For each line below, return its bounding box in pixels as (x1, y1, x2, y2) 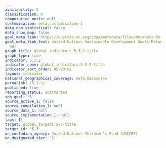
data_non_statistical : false (5, 26, 65, 31)
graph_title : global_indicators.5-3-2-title (5, 48, 98, 53)
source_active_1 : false (5, 99, 54, 104)
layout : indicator (5, 72, 43, 76)
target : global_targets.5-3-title (5, 122, 77, 127)
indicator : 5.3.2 (5, 58, 41, 63)
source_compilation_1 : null (5, 104, 63, 109)
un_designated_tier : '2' (5, 136, 56, 141)
